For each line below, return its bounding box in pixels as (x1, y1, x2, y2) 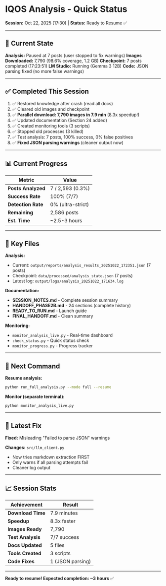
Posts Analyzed (7, 185, 45, 192)
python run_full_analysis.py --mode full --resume (5, 385, 112, 390)
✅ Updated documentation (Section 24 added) (12, 117, 108, 123)
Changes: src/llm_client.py (5, 444, 65, 450)
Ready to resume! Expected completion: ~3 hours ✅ (5, 576, 115, 582)
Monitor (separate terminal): (5, 393, 65, 399)
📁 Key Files (5, 239, 40, 248)
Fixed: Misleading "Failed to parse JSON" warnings (5, 435, 110, 441)
